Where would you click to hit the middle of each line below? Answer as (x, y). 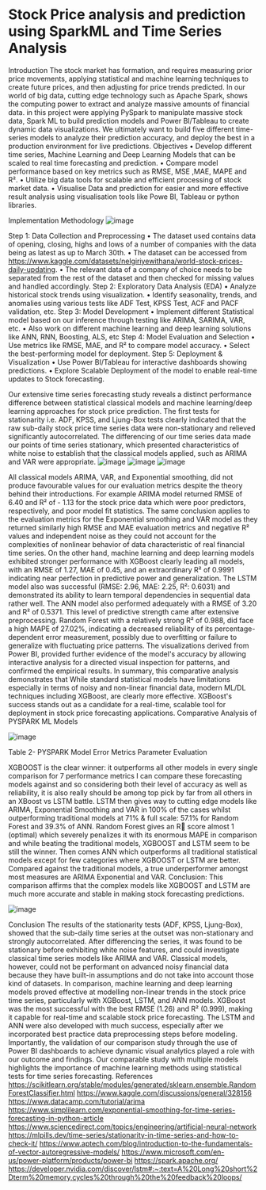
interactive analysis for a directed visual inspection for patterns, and (119, 662)
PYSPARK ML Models (43, 721)
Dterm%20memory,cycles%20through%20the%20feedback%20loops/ (125, 1177)
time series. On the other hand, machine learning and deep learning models (131, 553)
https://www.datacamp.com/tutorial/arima (76, 1101)
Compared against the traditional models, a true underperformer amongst (128, 868)
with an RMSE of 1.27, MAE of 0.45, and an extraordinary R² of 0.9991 (122, 569)
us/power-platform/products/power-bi (70, 1160)
